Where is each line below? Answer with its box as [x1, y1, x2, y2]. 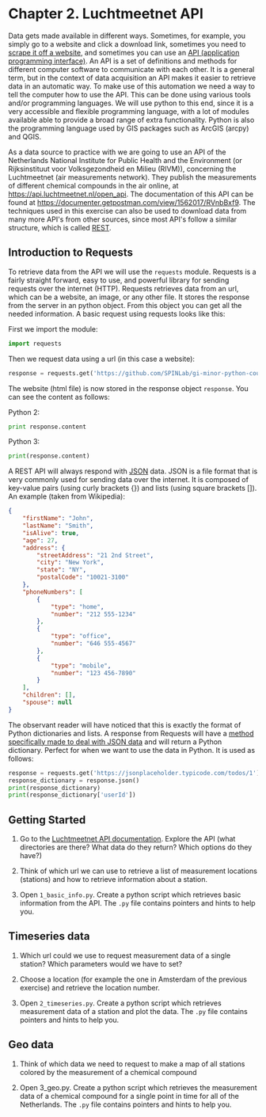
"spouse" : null [22, 698, 73, 706]
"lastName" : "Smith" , [22, 522, 93, 530]
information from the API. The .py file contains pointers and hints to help [19, 899, 256, 908]
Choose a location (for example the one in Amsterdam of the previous [19, 975, 248, 984]
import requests [8, 340, 62, 348]
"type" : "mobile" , [50, 662, 112, 670]
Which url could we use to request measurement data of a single [19, 951, 231, 960]
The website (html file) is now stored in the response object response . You [8, 383, 249, 393]
